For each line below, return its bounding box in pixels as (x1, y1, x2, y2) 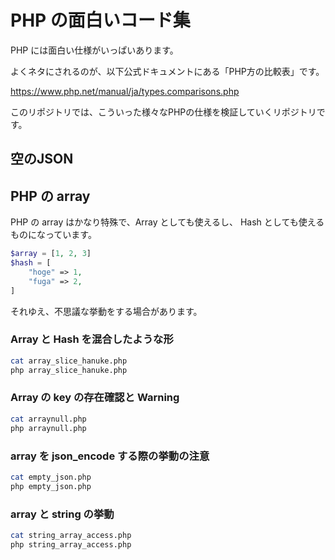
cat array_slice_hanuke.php (10, 356, 128, 366)
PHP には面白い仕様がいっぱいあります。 (10, 44, 179, 56)
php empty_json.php (10, 481, 92, 491)
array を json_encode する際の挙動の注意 (10, 449, 210, 463)
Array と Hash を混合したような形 (10, 332, 174, 346)
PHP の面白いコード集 (10, 9, 191, 32)
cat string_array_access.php (10, 530, 132, 540)
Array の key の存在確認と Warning (10, 391, 180, 405)
